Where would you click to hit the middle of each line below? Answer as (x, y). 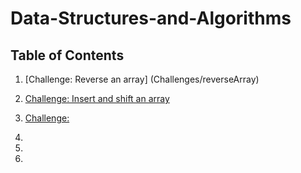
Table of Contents (67, 55)
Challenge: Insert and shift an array (97, 98)
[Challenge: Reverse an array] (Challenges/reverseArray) (142, 79)
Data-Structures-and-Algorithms (151, 18)
